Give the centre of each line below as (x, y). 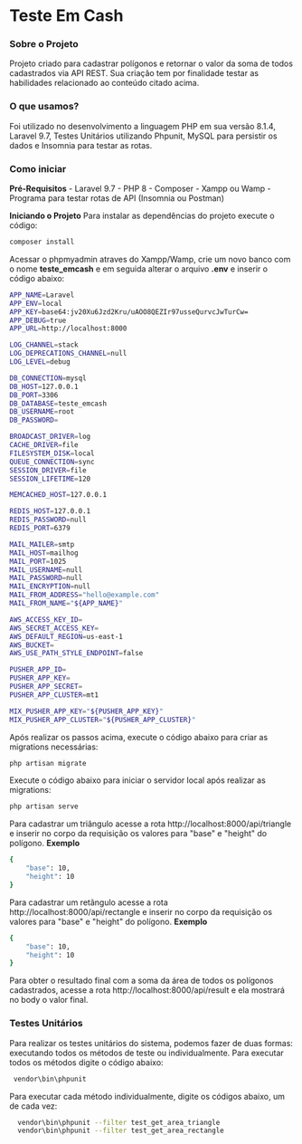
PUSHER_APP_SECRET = (46, 687)
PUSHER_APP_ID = (38, 670)
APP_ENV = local (36, 303)
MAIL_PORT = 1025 (38, 561)
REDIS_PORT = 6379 (40, 529)
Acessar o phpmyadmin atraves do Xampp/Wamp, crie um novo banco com (150, 259)
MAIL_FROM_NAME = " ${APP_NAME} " (66, 604)
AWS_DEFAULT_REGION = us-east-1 (66, 636)
